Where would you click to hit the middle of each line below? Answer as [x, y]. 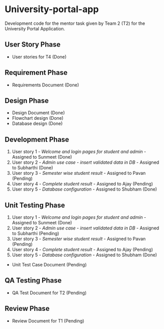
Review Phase [27, 309]
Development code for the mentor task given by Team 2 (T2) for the [75, 23]
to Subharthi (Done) [32, 168]
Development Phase [37, 139]
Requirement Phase [36, 73]
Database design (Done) [37, 124]
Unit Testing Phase [35, 205]
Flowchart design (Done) [38, 118]
